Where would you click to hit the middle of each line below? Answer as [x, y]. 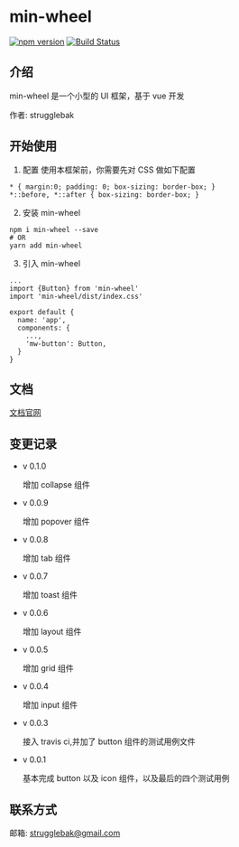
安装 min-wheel [51, 212]
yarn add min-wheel [46, 246]
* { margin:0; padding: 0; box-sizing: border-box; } [113, 187]
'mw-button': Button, [66, 344]
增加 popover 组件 [56, 522]
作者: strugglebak [42, 115]
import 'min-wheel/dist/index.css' [76, 296]
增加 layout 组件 [52, 632]
